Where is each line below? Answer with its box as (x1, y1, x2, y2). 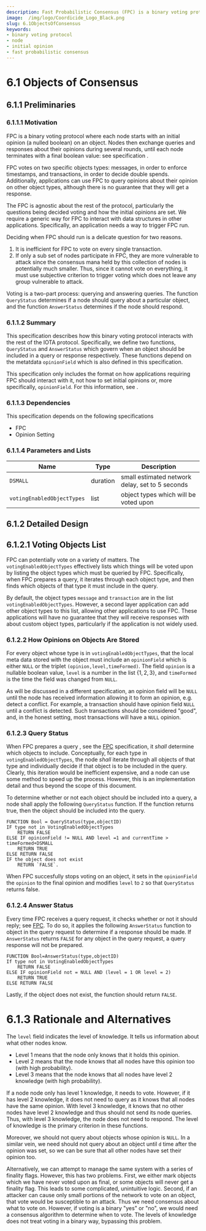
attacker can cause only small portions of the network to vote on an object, (6, 1191, 196, 1198)
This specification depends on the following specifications (6, 412, 154, 420)
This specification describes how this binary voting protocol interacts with (6, 332, 193, 339)
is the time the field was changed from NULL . (6, 675, 118, 683)
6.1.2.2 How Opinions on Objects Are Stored (6, 635, 140, 644)
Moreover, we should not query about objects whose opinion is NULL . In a (6, 1133, 190, 1141)
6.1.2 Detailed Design (6, 519, 89, 529)
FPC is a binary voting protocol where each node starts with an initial (6, 132, 180, 140)
